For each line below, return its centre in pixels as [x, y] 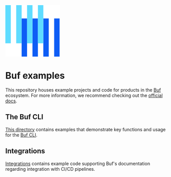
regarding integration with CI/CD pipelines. [50, 169]
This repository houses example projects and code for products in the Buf [83, 90]
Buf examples [35, 76]
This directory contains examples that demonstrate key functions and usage [85, 129]
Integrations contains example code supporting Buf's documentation [78, 163]
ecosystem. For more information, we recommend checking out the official [84, 95]
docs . [11, 101]
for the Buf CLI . [21, 135]
